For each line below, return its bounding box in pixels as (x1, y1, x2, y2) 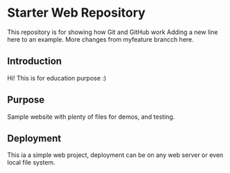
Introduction (7, 56, 62, 67)
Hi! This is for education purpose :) (7, 74, 107, 82)
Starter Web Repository (7, 5, 145, 21)
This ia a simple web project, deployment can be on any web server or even (7, 151, 224, 159)
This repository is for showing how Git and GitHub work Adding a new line (7, 28, 218, 36)
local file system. (7, 158, 55, 167)
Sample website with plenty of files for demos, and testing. (7, 113, 175, 121)
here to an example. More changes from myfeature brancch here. (7, 35, 194, 43)
